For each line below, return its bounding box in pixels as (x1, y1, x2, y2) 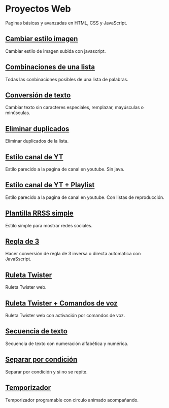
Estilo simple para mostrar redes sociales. (5, 222, 93, 228)
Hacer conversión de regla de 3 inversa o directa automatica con (5, 251, 141, 257)
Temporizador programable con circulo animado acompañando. (5, 397, 139, 403)
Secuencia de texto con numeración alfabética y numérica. (5, 341, 128, 347)
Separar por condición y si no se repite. (5, 368, 88, 375)
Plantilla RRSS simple (5, 209, 74, 218)
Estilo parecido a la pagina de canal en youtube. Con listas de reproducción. (5, 194, 165, 200)
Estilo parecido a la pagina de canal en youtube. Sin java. (5, 166, 124, 172)
